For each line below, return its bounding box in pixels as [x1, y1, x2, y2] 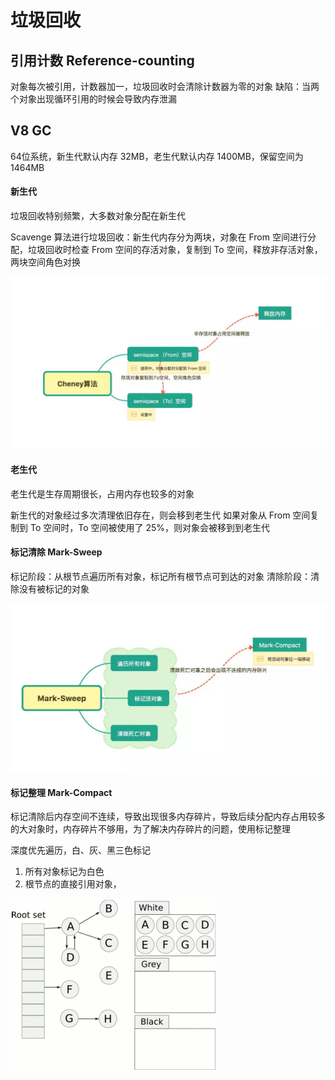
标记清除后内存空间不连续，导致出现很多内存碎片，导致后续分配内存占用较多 [10, 811, 326, 823]
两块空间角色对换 [10, 256, 81, 268]
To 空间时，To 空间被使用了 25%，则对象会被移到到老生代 [29, 521, 271, 533]
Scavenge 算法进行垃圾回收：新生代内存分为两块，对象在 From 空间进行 [10, 231, 308, 243]
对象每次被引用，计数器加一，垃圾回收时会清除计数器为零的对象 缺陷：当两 [10, 81, 320, 92]
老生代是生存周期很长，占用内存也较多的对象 [10, 487, 195, 500]
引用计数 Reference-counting [10, 52, 195, 69]
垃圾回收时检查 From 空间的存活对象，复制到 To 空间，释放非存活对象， [27, 244, 323, 256]
